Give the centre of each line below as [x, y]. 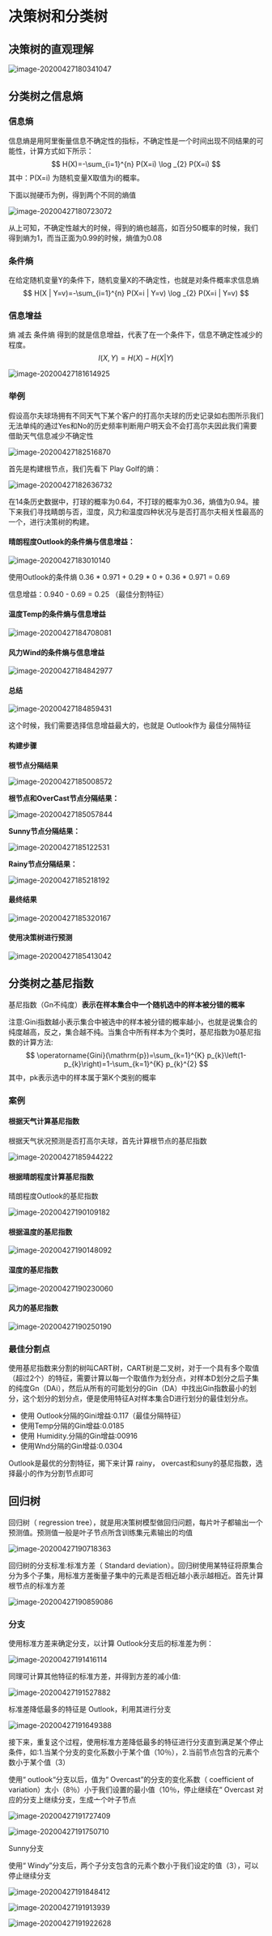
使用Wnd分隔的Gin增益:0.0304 [71, 1446]
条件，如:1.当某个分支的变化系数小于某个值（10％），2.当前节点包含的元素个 [134, 1752]
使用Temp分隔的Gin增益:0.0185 [72, 1426]
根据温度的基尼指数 [40, 1232]
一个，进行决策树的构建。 [51, 521]
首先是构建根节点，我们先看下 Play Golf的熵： [85, 468]
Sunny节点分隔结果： [45, 831]
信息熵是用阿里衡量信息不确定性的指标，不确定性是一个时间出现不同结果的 [132, 140]
